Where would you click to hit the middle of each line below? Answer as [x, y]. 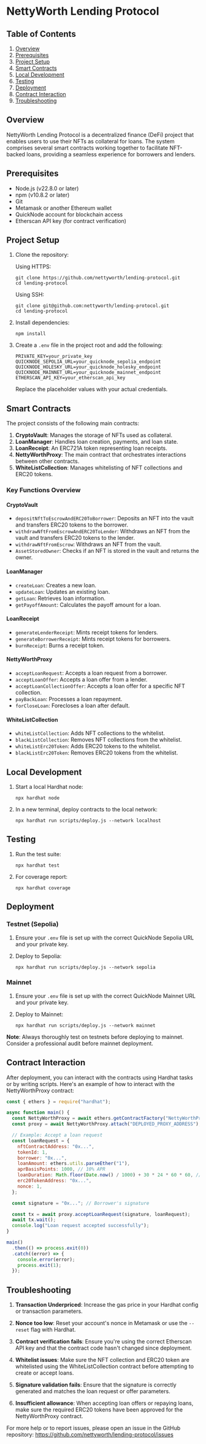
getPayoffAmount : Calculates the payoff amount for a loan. [88, 604]
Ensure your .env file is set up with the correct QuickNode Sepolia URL [105, 937]
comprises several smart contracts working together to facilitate [87, 148]
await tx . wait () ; [34, 1220]
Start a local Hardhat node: [49, 787]
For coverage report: [41, 876]
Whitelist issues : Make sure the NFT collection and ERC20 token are [102, 1360]
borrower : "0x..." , [42, 1158]
